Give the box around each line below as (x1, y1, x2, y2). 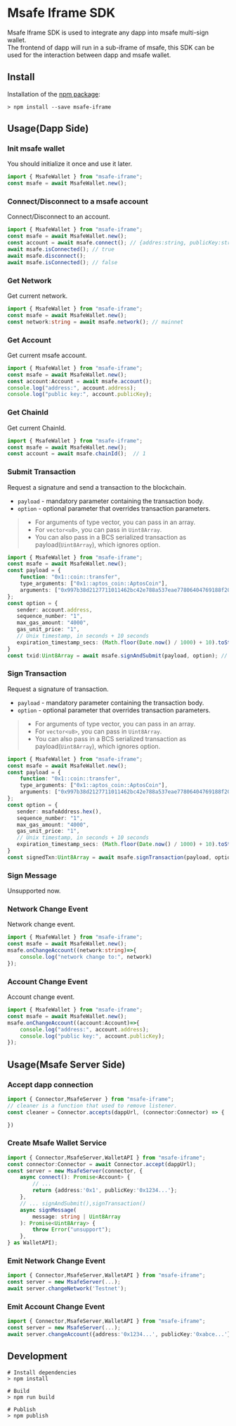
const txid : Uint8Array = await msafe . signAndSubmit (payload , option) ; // (7, 652, 228, 659)
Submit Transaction (7, 467, 76, 477)
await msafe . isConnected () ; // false (7, 259, 118, 266)
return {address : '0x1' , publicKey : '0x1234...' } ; (32, 1187, 178, 1194)
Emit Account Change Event (7, 1301, 105, 1311)
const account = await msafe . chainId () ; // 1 (7, 450, 146, 457)
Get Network (7, 275, 52, 285)
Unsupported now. (7, 886, 61, 895)
